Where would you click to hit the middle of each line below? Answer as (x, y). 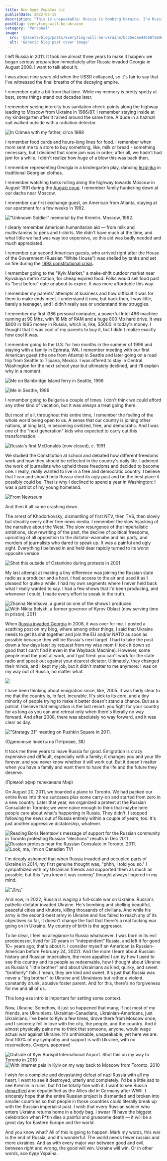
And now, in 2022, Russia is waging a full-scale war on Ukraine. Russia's (80, 899)
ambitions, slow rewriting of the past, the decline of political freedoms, (77, 532)
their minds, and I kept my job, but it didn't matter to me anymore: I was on (81, 666)
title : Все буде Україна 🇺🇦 (35, 10)
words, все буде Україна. (32, 1153)
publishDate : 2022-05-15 (31, 14)
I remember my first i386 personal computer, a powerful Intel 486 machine (82, 313)
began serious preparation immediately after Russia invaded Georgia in (78, 62)
